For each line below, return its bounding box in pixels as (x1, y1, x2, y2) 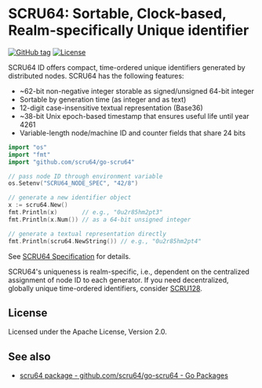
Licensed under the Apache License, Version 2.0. (8, 327, 167, 337)
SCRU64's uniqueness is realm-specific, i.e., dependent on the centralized (8, 267, 249, 276)
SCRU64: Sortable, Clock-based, (8, 5, 227, 23)
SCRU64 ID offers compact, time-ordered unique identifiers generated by (8, 62, 246, 72)
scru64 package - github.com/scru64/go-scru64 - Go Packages (19, 371, 229, 380)
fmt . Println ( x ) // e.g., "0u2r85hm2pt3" (8, 209, 163, 216)
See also (8, 349, 51, 363)
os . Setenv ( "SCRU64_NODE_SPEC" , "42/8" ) (8, 179, 139, 187)
